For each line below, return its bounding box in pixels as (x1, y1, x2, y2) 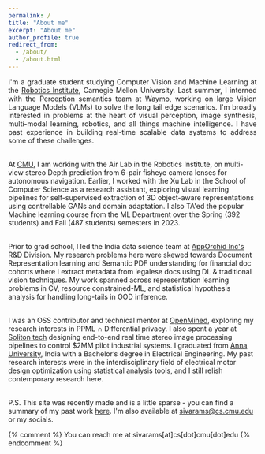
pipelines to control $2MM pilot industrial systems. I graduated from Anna (8, 340, 248, 350)
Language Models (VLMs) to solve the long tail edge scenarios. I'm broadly (8, 102, 257, 111)
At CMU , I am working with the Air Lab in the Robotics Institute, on (8, 159, 223, 169)
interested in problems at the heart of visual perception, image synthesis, (8, 110, 257, 120)
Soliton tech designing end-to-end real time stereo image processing (8, 332, 233, 341)
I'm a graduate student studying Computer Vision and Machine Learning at (8, 76, 257, 87)
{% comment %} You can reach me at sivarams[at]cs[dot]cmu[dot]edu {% (8, 430, 251, 439)
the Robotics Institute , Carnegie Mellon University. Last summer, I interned (8, 85, 257, 95)
